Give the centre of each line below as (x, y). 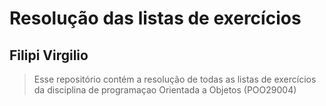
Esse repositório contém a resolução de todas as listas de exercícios (175, 79)
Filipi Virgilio (49, 55)
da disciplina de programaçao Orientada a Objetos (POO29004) (165, 90)
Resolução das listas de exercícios (155, 18)
